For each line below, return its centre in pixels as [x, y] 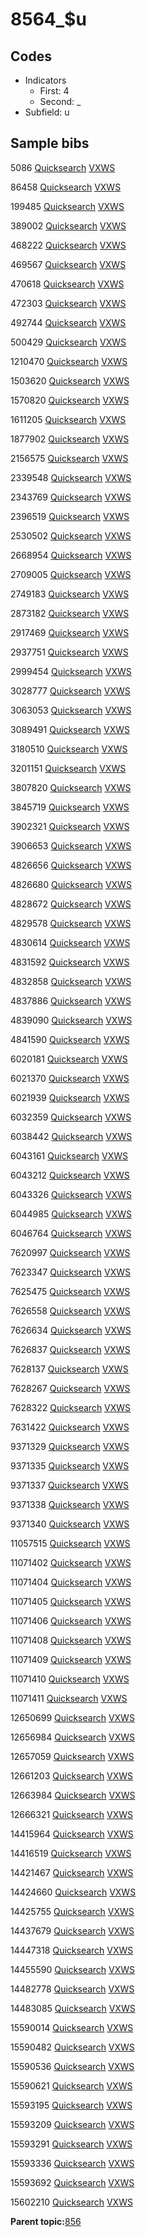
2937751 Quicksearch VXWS [69, 652]
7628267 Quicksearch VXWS [70, 1388]
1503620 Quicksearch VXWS [70, 380]
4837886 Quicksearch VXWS [71, 1000]
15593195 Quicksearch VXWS [71, 2105]
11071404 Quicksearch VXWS [71, 1582]
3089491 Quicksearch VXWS [70, 729]
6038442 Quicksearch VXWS [71, 1136]
